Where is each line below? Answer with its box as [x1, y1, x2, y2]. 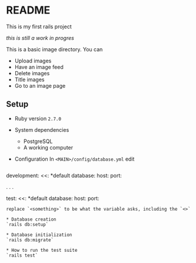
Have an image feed [14, 63, 64, 71]
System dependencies [14, 126, 69, 133]
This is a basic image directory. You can [6, 45, 103, 53]
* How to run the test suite [6, 247, 78, 253]
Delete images [14, 69, 50, 76]
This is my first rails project [6, 23, 72, 30]
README [6, 4, 51, 17]
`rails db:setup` [6, 221, 49, 227]
